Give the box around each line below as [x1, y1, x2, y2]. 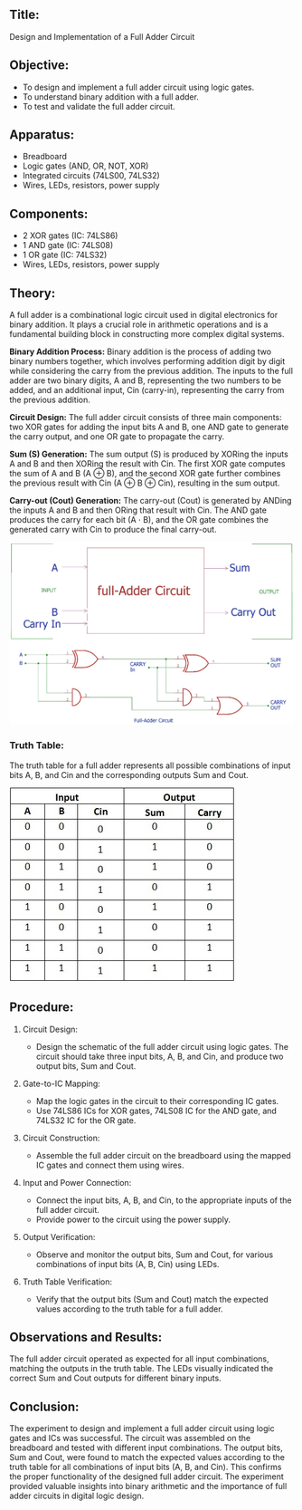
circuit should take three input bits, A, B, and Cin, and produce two [35, 1051, 284, 1062]
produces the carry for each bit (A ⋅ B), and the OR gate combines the [9, 515, 269, 525]
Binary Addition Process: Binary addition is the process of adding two [9, 346, 272, 357]
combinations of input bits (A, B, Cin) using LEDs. [35, 1258, 220, 1269]
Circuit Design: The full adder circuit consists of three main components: [9, 412, 282, 423]
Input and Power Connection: [22, 1177, 132, 1188]
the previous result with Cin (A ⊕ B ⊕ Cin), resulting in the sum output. [9, 477, 280, 488]
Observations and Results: [9, 1329, 163, 1344]
